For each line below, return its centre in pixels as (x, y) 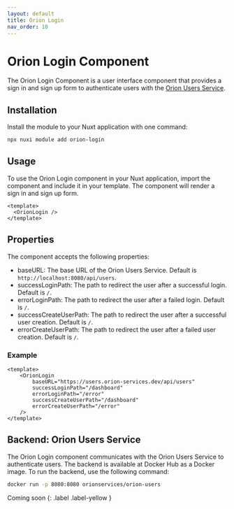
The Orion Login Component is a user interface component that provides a (115, 80)
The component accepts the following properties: (79, 257)
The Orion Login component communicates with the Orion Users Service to (116, 457)
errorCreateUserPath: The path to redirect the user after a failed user (117, 329)
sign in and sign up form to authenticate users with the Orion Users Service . (116, 88)
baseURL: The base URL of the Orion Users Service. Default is (107, 270)
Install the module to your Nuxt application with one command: (97, 127)
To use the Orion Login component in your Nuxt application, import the (109, 178)
